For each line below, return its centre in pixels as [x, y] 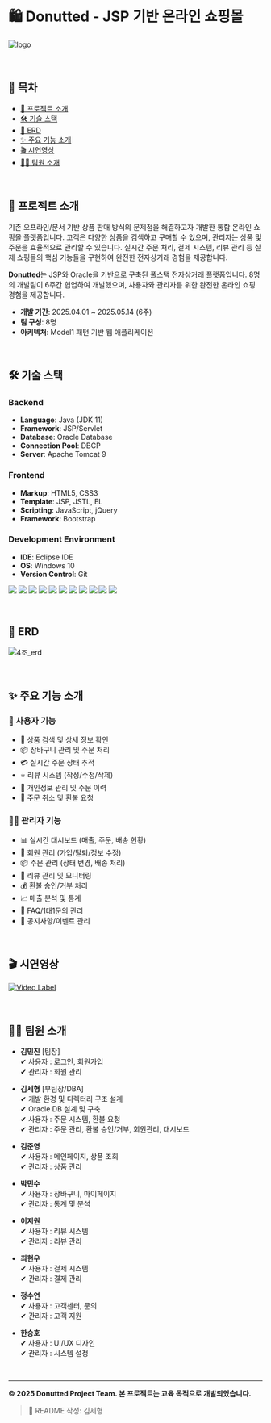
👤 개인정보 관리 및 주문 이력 [63, 788]
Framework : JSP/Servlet [61, 429]
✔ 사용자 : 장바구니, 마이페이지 [68, 1194]
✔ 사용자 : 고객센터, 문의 [58, 1306]
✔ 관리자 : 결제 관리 [51, 1279]
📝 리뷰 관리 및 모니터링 [56, 875]
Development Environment [62, 539]
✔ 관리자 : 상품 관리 [51, 1166]
